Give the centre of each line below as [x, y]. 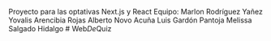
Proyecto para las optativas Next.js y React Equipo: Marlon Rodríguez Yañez [136, 12]
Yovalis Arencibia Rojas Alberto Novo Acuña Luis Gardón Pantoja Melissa [130, 20]
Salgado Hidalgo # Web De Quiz [60, 29]
